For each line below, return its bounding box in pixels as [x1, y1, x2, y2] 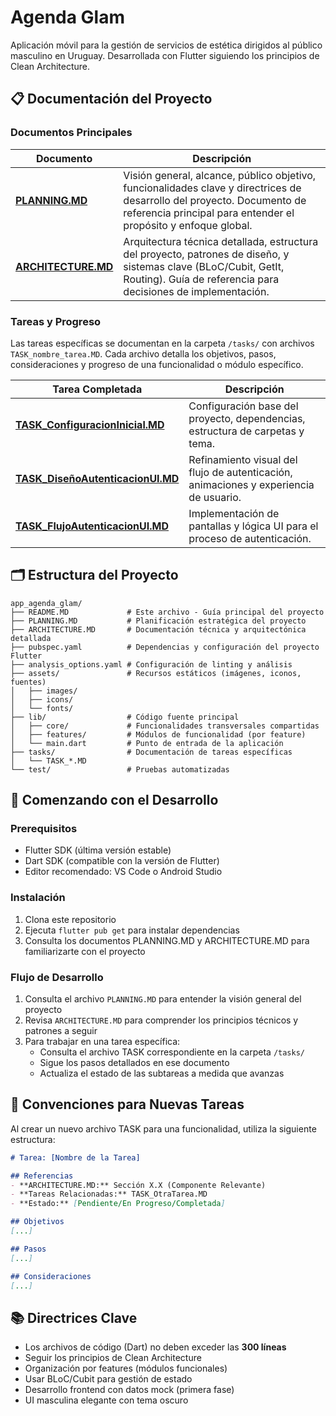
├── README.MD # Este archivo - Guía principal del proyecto [10, 607, 325, 617]
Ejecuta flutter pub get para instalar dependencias [24, 924, 240, 936]
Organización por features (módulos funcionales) [24, 1362, 228, 1375]
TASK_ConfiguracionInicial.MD [15, 417, 165, 431]
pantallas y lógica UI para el [188, 519, 319, 533]
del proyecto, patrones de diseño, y [123, 247, 290, 261]
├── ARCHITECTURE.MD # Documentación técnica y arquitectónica [10, 624, 307, 635]
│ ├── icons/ [10, 694, 74, 705]
